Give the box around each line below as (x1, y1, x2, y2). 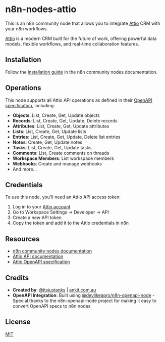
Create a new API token (12, 215, 62, 221)
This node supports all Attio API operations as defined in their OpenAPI (5, 97, 152, 103)
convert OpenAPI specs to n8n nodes (12, 303, 91, 309)
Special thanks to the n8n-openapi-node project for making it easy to (12, 297, 157, 304)
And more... (12, 166, 37, 172)
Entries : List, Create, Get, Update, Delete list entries (12, 134, 121, 140)
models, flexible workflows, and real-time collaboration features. (5, 40, 140, 47)
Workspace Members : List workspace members (12, 155, 115, 161)
